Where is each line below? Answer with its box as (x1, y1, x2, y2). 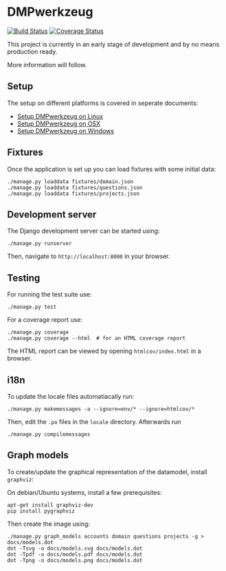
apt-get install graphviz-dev (7, 502, 94, 509)
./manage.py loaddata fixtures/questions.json (7, 184, 143, 191)
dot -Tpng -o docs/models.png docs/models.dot (7, 557, 143, 563)
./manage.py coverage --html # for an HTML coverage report (7, 335, 186, 342)
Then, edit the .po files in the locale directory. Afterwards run (7, 418, 181, 426)
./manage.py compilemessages (7, 431, 91, 438)
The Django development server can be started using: (7, 227, 160, 235)
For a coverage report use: (7, 316, 82, 324)
